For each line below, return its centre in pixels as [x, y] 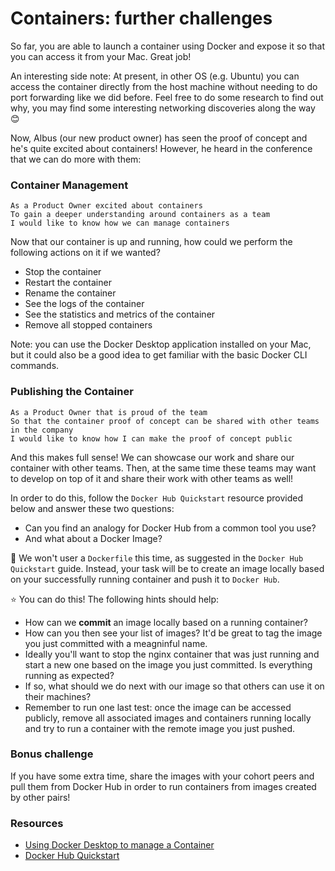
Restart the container [68, 283]
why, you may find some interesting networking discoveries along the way [163, 108]
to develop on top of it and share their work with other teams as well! [152, 478]
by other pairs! [40, 797]
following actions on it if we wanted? [85, 253]
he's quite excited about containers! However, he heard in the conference [161, 148]
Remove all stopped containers [88, 325]
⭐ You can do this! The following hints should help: [115, 599]
